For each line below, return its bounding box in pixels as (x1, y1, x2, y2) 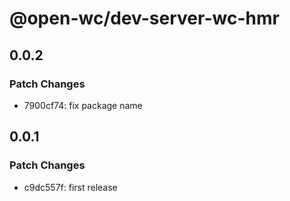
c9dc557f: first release (23, 181, 118, 193)
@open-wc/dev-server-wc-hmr (9, 7, 280, 30)
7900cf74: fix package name (23, 99, 143, 111)
